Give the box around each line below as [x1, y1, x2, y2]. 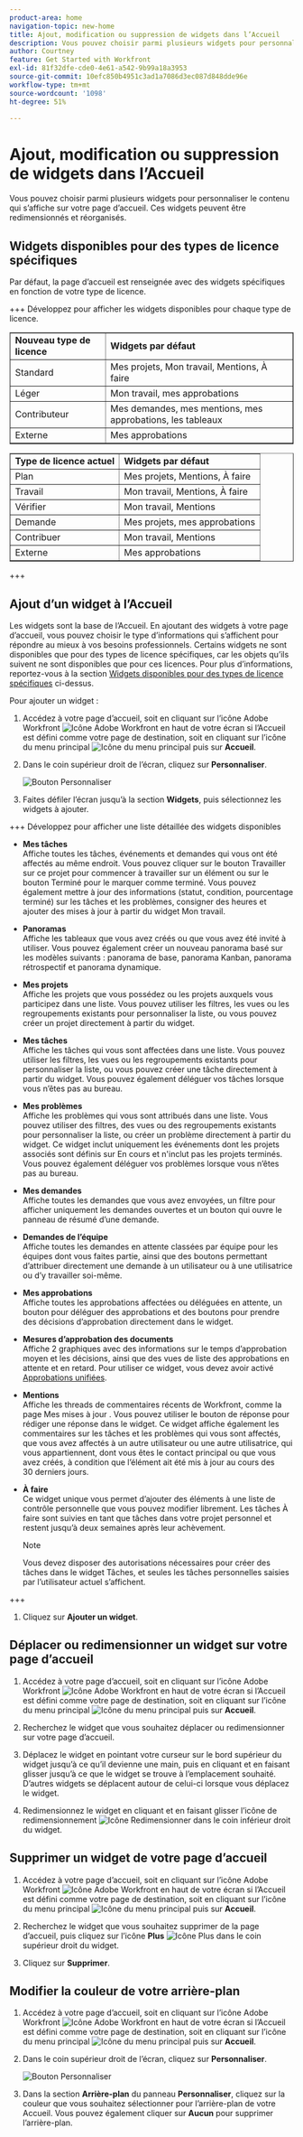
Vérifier [14, 500, 47, 513]
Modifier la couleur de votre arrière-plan [9, 1983, 241, 1999]
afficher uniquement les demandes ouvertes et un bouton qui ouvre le [22, 1204, 282, 1215]
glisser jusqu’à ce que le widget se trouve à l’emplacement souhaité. [22, 1768, 277, 1779]
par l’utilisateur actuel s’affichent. [22, 1576, 146, 1587]
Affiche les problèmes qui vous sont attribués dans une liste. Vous [22, 1110, 269, 1121]
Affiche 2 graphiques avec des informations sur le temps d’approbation [22, 1343, 287, 1354]
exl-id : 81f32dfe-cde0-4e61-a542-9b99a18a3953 [9, 64, 188, 73]
